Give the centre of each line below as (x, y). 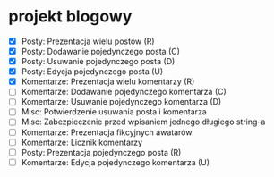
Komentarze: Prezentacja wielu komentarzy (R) (108, 81)
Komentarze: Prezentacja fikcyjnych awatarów (107, 132)
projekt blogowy (70, 17)
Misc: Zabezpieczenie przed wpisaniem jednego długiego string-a (143, 122)
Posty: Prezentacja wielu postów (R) (88, 41)
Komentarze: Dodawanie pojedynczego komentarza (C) (124, 92)
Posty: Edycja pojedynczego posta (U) (92, 72)
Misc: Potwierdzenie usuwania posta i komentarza (114, 112)
